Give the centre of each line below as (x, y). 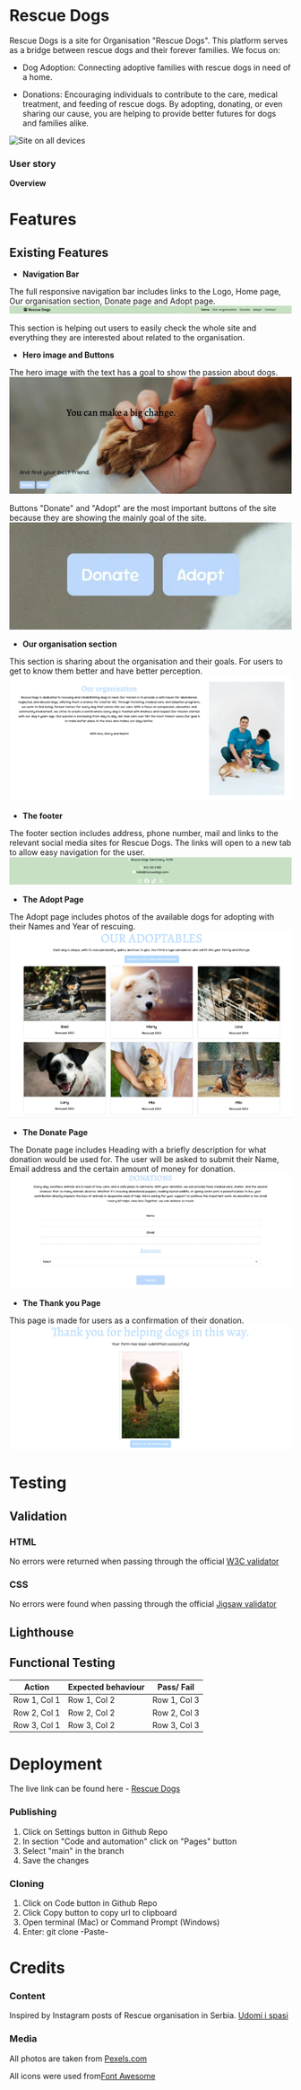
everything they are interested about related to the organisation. (127, 338)
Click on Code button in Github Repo (90, 1903)
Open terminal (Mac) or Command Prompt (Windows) (121, 1922)
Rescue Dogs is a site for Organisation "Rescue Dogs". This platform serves (149, 40)
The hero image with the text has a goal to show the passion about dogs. (144, 373)
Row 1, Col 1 (37, 1700)
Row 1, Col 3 (176, 1700)
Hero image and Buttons (68, 355)
